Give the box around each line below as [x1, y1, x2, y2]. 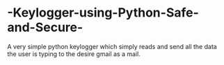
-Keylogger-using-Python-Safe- [7, 5, 200, 21]
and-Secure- [7, 19, 83, 35]
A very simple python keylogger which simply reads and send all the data [7, 42, 217, 50]
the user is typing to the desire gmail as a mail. [7, 50, 141, 58]
